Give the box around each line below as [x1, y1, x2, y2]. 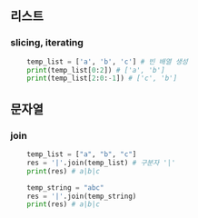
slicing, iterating [10, 36, 84, 49]
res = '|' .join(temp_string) [26, 192, 137, 201]
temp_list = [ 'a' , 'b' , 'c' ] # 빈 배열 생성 [26, 57, 189, 66]
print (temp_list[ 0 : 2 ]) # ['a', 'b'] [26, 65, 166, 74]
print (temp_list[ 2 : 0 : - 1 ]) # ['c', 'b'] [26, 74, 178, 84]
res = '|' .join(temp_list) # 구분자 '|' [26, 158, 176, 167]
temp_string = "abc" [26, 183, 104, 193]
